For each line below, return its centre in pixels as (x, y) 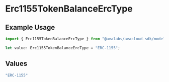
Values (16, 64)
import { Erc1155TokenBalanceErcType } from (53, 39)
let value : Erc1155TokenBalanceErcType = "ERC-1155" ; (63, 48)
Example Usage (30, 27)
